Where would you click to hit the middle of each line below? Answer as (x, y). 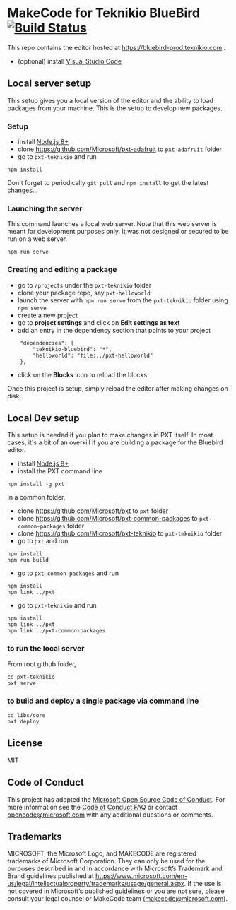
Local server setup (49, 84)
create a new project (48, 315)
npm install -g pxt (36, 484)
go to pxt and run (43, 541)
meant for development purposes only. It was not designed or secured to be (118, 232)
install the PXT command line (60, 471)
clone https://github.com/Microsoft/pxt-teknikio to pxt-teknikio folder (120, 533)
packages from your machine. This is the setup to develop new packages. (115, 108)
